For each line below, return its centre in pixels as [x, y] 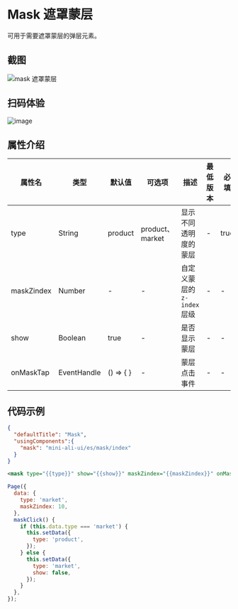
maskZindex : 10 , [44, 506]
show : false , [52, 573]
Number [72, 291]
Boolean [72, 338]
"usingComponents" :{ [44, 441]
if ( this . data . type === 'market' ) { [74, 527]
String [68, 233]
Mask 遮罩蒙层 [50, 15]
